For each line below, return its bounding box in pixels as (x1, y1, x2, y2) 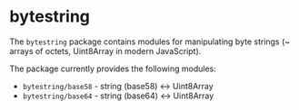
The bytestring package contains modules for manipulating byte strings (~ (9, 36, 291, 47)
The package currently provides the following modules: (9, 63, 216, 74)
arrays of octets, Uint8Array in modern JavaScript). (9, 45, 202, 56)
